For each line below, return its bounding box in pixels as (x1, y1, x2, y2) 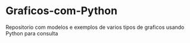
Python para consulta (5, 29, 58, 37)
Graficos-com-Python (5, 4, 117, 18)
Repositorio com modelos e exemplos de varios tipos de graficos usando (5, 24, 185, 31)
